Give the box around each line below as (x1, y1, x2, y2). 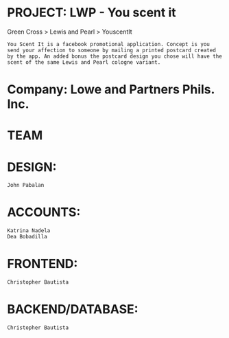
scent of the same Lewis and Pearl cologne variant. (7, 58, 161, 66)
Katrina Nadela (7, 227, 51, 234)
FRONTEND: (7, 256, 78, 272)
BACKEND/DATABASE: (7, 302, 138, 317)
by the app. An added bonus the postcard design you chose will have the (7, 53, 223, 60)
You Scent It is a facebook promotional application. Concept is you (7, 41, 210, 47)
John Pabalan (7, 182, 45, 189)
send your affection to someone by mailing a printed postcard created (7, 47, 216, 54)
